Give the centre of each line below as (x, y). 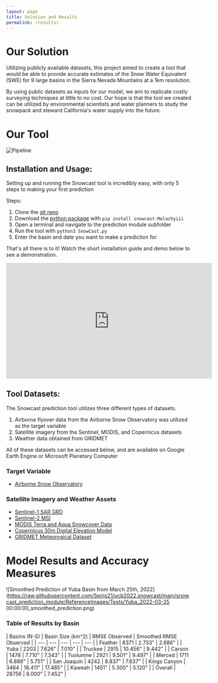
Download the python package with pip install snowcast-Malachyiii (99, 219)
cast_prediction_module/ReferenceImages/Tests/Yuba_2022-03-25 (88, 602)
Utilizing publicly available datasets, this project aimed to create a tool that (96, 68)
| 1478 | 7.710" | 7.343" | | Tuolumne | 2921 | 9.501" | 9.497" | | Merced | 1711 (98, 655)
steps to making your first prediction (50, 189)
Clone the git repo (36, 212)
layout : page (22, 11)
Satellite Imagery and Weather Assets (61, 499)
